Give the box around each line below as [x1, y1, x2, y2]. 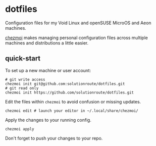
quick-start [5, 54, 41, 63]
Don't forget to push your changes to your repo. [5, 135, 103, 141]
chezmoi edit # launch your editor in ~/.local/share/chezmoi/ [5, 108, 139, 113]
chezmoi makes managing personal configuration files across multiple [5, 35, 148, 41]
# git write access [5, 77, 46, 82]
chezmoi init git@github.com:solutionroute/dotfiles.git [5, 81, 125, 86]
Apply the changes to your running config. [5, 117, 92, 123]
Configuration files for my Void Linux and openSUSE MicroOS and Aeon [5, 20, 152, 26]
